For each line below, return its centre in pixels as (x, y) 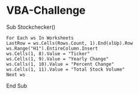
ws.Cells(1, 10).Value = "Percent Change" (60, 64)
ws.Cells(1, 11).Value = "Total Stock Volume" (66, 69)
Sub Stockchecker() (31, 27)
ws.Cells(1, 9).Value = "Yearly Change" (58, 59)
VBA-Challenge (46, 10)
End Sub (17, 86)
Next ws (16, 75)
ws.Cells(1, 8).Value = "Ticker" (48, 54)
